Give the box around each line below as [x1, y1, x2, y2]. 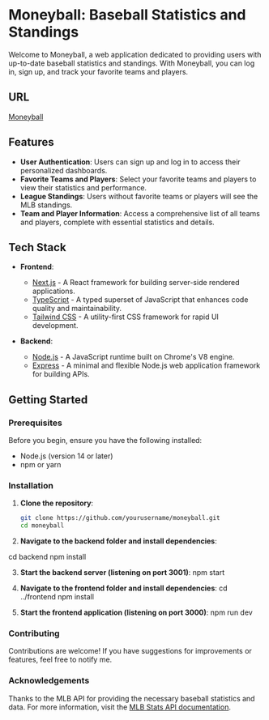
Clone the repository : [19, 498, 94, 508]
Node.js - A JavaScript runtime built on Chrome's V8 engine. [32, 352, 235, 362]
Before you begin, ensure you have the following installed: [8, 436, 203, 445]
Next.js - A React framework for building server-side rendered [32, 278, 241, 288]
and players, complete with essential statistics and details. [19, 217, 215, 227]
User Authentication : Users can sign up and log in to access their [19, 156, 241, 167]
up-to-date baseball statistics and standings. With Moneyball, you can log [8, 58, 255, 68]
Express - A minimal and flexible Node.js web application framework [32, 360, 261, 370]
